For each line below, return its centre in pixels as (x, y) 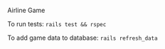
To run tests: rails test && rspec (57, 24)
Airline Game (26, 10)
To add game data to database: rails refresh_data (82, 38)
